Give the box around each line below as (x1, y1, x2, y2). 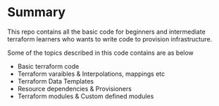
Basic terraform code (17, 62, 80, 70)
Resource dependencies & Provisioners (17, 84, 132, 93)
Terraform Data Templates (17, 77, 94, 85)
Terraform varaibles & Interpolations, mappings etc (17, 69, 165, 78)
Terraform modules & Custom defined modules (17, 92, 154, 100)
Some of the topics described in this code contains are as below (7, 48, 194, 57)
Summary (7, 4, 65, 20)
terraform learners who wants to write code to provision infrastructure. (7, 34, 213, 43)
